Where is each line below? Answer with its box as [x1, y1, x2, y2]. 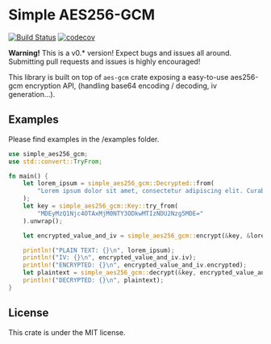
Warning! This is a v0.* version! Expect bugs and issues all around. [8, 48, 232, 57]
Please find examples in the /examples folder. [8, 134, 160, 144]
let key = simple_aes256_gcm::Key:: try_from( [23, 202, 179, 210]
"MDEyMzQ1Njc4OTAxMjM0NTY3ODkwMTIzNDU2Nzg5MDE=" [37, 209, 204, 217]
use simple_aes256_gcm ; [8, 149, 89, 158]
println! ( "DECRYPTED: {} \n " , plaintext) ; [23, 276, 164, 284]
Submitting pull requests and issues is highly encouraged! [8, 57, 201, 66]
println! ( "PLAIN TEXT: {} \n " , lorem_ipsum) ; [23, 246, 175, 254]
